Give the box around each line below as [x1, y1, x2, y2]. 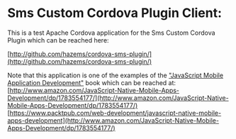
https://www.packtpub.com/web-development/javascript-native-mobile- [9, 109, 222, 117]
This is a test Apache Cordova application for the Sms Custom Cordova [7, 28, 215, 37]
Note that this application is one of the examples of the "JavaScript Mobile [7, 71, 224, 79]
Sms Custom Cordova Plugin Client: [7, 5, 222, 21]
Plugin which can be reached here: [7, 35, 109, 44]
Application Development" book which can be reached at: [7, 78, 176, 87]
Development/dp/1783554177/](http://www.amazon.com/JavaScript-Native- [7, 94, 229, 102]
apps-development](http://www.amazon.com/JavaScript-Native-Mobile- [7, 116, 220, 125]
